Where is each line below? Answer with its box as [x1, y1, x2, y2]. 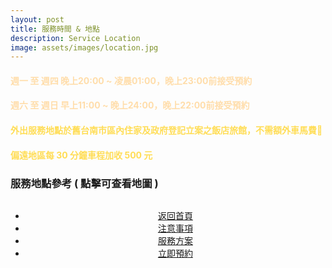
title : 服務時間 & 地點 [10, 24, 100, 34]
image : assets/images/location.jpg [10, 42, 159, 53]
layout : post [10, 14, 65, 25]
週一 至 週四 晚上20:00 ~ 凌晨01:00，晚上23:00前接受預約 [10, 74, 253, 86]
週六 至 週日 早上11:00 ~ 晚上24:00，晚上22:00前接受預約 [10, 99, 250, 111]
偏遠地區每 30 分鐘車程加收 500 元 [10, 149, 153, 161]
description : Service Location [10, 33, 141, 43]
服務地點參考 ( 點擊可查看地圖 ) [10, 176, 159, 190]
